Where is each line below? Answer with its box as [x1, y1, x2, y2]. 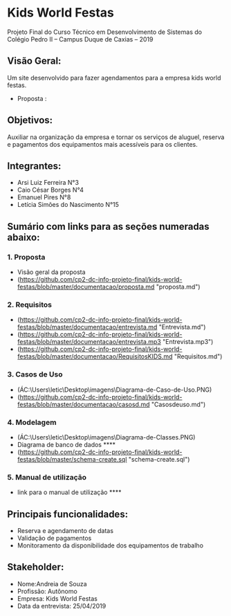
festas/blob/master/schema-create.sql [17, 455, 127, 463]
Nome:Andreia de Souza [17, 579, 88, 588]
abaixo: [7, 231, 40, 243]
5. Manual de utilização [7, 472, 87, 482]
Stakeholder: [7, 561, 64, 573]
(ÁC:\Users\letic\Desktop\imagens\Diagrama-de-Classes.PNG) [17, 433, 196, 441]
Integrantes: [7, 160, 62, 172]
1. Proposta [7, 252, 46, 262]
